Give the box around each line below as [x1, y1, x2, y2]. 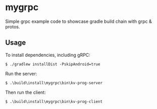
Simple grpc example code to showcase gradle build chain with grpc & [5, 18, 152, 24]
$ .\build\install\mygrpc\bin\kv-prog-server [5, 80, 102, 85]
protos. [5, 23, 20, 29]
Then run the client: [5, 89, 46, 95]
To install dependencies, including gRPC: [5, 52, 91, 58]
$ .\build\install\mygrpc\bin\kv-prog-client [5, 99, 102, 104]
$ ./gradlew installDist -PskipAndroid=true [5, 61, 100, 67]
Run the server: [5, 70, 37, 77]
